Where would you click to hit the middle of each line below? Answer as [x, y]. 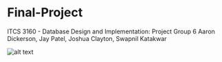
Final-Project [45, 13]
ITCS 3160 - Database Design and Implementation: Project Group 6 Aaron [111, 31]
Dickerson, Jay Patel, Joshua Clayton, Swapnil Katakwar [87, 38]
